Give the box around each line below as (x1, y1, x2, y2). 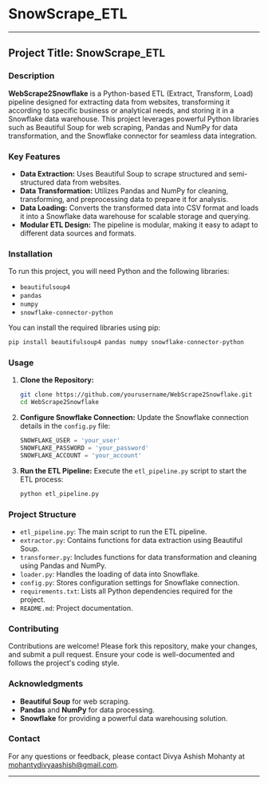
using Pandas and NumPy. (19, 561, 107, 570)
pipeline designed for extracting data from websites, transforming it (8, 97, 231, 106)
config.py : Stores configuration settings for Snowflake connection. (19, 577, 240, 587)
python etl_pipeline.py (19, 490, 100, 498)
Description (8, 70, 55, 81)
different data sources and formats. (19, 228, 137, 238)
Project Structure (8, 509, 77, 520)
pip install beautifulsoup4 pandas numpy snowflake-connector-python (8, 339, 245, 347)
